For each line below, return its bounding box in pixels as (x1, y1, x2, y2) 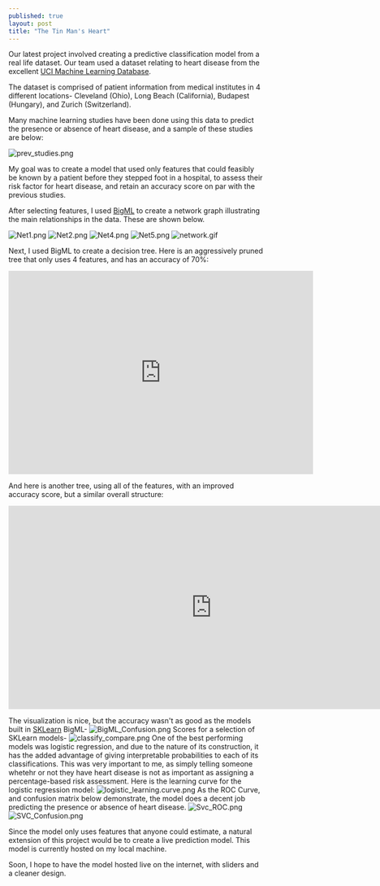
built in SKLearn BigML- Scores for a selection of (8, 725, 256, 735)
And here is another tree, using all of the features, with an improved (8, 481, 235, 491)
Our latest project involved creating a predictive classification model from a (8, 50, 260, 59)
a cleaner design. (8, 868, 67, 879)
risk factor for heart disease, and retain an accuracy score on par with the (8, 181, 256, 191)
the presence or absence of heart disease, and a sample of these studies (8, 124, 253, 134)
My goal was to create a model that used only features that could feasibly (8, 164, 254, 174)
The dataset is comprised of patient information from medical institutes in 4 (8, 82, 261, 92)
